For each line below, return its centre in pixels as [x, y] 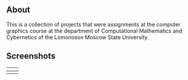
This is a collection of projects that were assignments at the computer [93, 24]
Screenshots [31, 56]
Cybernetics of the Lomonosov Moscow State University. [78, 37]
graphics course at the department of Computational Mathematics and [94, 31]
